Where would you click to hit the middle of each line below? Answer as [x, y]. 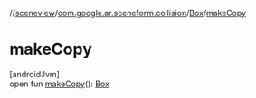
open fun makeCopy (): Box [60, 84]
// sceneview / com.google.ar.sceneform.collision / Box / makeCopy [128, 13]
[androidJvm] [35, 74]
